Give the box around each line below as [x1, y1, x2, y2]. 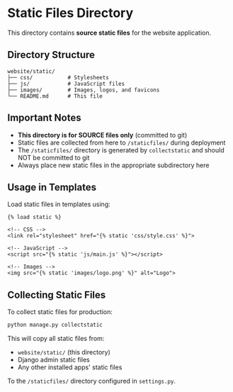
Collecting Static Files [7, 289, 106, 301]
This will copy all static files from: [7, 335, 105, 343]
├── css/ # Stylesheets [7, 74, 110, 81]
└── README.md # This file [7, 92, 103, 100]
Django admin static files [17, 356, 90, 364]
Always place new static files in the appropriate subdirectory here [17, 161, 210, 169]
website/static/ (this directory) [17, 348, 111, 357]
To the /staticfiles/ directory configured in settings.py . [7, 377, 176, 386]
